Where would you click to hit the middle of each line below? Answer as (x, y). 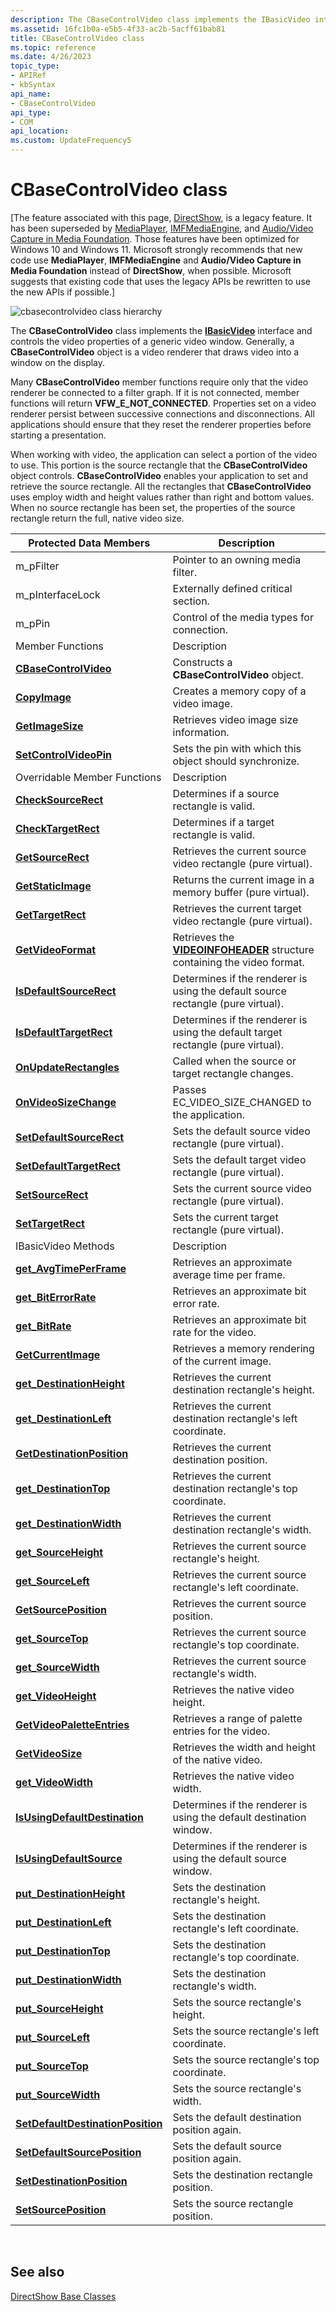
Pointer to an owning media (237, 559)
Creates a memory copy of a (239, 691)
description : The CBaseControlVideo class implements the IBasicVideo (160, 19)
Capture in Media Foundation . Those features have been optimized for (155, 238)
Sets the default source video (241, 1131)
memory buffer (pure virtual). (241, 892)
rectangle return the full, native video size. (97, 518)
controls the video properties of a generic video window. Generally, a (152, 341)
